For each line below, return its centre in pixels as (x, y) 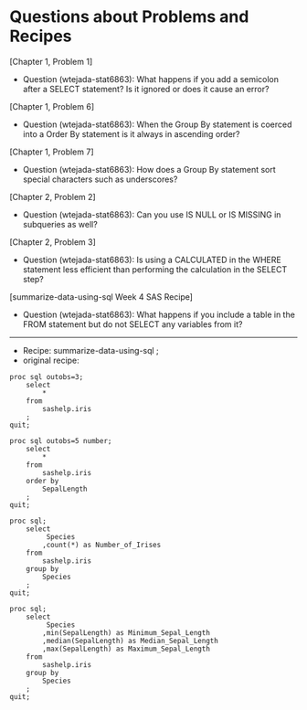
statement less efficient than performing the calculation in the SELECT (155, 269)
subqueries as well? (60, 224)
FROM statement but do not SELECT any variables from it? (132, 324)
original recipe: (51, 360)
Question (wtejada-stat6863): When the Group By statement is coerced (157, 124)
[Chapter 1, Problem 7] (52, 152)
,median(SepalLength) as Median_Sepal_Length (131, 641)
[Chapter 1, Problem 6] (52, 106)
